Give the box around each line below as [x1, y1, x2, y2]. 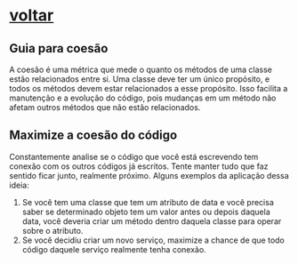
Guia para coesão [9, 41, 109, 56]
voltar [9, 5, 54, 26]
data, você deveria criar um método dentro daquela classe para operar [21, 215, 282, 227]
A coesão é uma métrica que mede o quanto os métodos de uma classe [9, 64, 273, 75]
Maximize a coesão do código [9, 128, 178, 143]
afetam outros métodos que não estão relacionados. [9, 102, 201, 112]
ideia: [9, 180, 29, 190]
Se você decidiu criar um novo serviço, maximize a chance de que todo [21, 235, 285, 245]
